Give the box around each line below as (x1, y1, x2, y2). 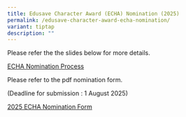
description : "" (7, 29, 55, 37)
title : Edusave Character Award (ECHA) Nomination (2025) (7, 10, 180, 17)
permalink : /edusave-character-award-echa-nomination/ (7, 17, 171, 24)
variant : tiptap (7, 23, 55, 30)
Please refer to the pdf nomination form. (7, 76, 123, 84)
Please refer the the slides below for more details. (7, 49, 150, 57)
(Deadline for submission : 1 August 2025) (7, 89, 128, 97)
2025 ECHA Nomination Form (7, 102, 92, 111)
